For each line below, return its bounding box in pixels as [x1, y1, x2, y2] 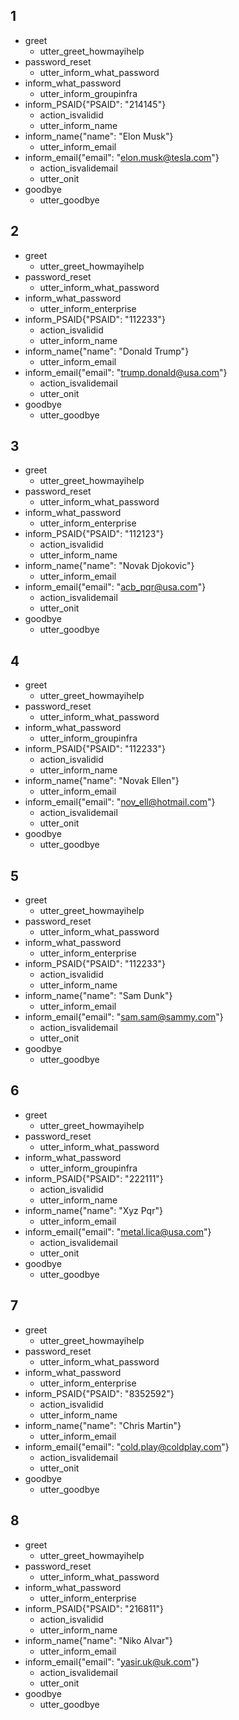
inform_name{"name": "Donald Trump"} [24, 345, 190, 357]
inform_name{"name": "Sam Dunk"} [24, 990, 173, 1002]
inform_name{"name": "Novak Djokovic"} [24, 560, 195, 572]
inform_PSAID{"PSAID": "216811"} [24, 1602, 165, 1614]
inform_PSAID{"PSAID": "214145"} [24, 98, 167, 110]
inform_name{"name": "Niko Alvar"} [24, 1634, 173, 1646]
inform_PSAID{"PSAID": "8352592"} [24, 1387, 175, 1399]
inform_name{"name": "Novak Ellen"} [24, 775, 180, 787]
